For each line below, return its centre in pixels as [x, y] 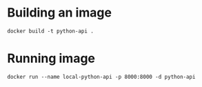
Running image [51, 58]
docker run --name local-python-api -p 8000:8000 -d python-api [101, 77]
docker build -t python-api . [51, 31]
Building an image [60, 13]
